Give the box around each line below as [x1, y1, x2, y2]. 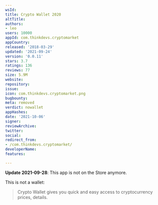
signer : [5, 118, 21, 124]
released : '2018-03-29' [5, 44, 55, 49]
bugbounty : [5, 95, 28, 100]
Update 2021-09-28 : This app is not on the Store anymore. [5, 169, 127, 175]
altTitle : [5, 16, 26, 21]
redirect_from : [5, 137, 37, 142]
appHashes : [5, 109, 28, 115]
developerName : [5, 147, 37, 152]
